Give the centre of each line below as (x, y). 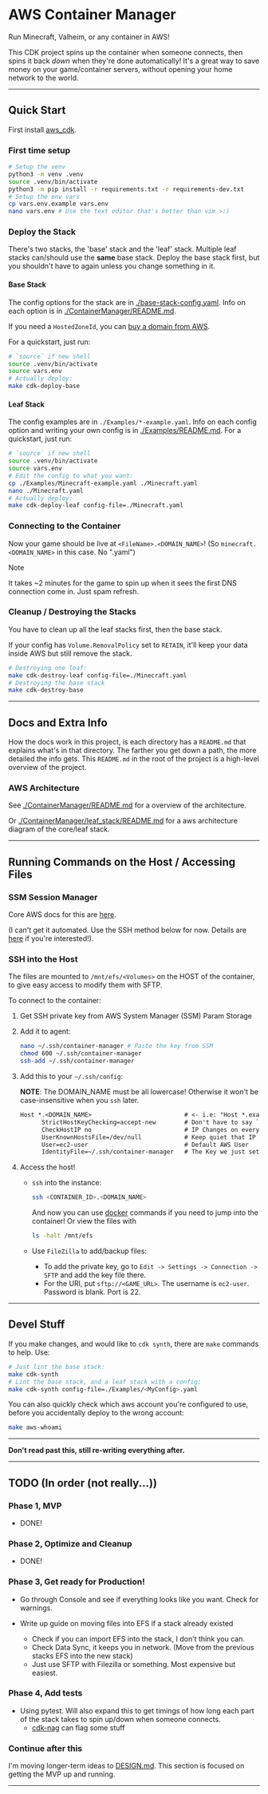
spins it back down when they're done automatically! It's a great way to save (134, 61)
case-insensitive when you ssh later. (79, 1101)
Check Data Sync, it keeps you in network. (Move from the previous (143, 1647)
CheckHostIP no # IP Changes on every (150, 1129)
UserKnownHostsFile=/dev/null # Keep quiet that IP (149, 1137)
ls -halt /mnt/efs (62, 1236)
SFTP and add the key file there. (95, 1275)
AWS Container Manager (93, 15)
